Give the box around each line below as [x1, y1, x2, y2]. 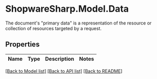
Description [45, 55, 74, 62]
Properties [5, 40, 40, 49]
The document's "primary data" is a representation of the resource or [5, 20, 152, 26]
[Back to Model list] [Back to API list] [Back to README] [5, 68, 123, 74]
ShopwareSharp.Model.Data [5, 3, 129, 15]
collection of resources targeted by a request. [5, 25, 102, 31]
